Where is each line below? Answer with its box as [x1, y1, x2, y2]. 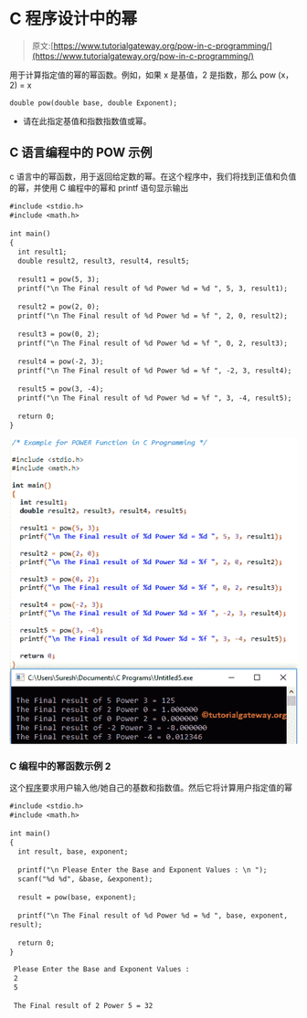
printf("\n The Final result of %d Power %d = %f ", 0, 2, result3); [17, 339, 288, 348]
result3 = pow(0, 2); [17, 330, 101, 339]
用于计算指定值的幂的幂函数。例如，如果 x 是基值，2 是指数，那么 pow [9, 69, 277, 80]
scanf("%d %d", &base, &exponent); [17, 874, 153, 884]
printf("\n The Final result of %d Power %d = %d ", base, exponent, [17, 910, 288, 920]
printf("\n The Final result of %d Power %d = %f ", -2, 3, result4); [17, 366, 292, 375]
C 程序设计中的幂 [9, 8, 138, 29]
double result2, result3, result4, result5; [17, 257, 190, 266]
